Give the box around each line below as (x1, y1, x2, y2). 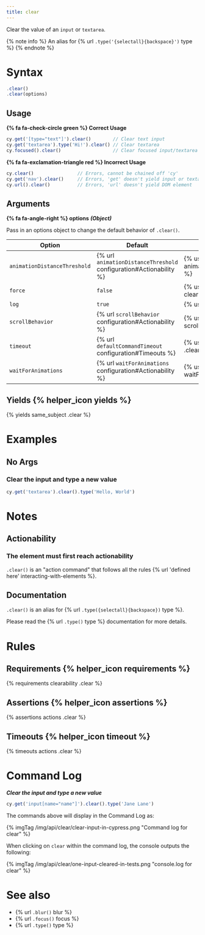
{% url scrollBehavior (96, 310, 160, 319)
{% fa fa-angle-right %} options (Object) (6, 215, 112, 222)
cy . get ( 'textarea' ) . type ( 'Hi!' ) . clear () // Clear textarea (6, 142, 160, 148)
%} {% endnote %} (6, 44, 55, 51)
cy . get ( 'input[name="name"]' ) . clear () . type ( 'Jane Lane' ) (6, 801, 154, 807)
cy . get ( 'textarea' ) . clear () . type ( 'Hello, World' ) (6, 489, 135, 495)
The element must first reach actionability (6, 552, 134, 560)
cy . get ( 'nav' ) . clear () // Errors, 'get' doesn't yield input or (6, 176, 184, 182)
